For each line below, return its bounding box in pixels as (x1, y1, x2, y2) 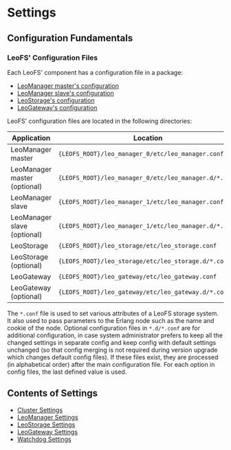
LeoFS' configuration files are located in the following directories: (7, 117, 192, 125)
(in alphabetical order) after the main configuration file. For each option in (7, 360, 215, 368)
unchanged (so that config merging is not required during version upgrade (7, 346, 218, 354)
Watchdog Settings (16, 435, 71, 443)
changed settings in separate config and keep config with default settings (7, 338, 217, 346)
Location (133, 133, 163, 142)
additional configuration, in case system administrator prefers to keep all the (7, 331, 223, 339)
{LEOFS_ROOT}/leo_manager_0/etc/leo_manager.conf (58, 150, 224, 157)
